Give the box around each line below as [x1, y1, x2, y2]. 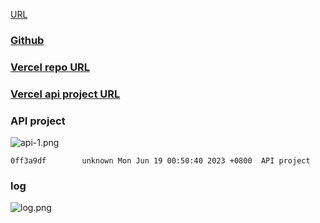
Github [10, 33, 45, 47]
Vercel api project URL [10, 87, 121, 101]
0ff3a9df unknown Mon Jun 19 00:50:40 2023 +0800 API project [10, 156, 311, 166]
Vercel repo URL [10, 60, 91, 74]
